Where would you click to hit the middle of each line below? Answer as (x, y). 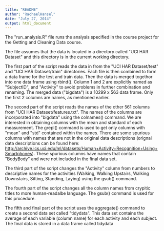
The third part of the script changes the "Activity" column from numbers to (80, 168)
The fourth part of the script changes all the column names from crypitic (78, 188)
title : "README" (21, 10)
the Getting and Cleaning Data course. (43, 42)
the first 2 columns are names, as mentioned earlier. (57, 98)
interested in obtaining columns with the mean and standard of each (74, 123)
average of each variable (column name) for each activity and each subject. (81, 218)
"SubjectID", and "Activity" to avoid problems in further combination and (78, 87)
